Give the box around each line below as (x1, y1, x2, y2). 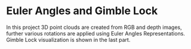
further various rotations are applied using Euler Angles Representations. (6, 30, 185, 37)
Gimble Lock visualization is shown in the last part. (6, 36, 131, 43)
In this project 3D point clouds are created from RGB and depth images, (6, 24, 182, 31)
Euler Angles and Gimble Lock (6, 4, 158, 18)
